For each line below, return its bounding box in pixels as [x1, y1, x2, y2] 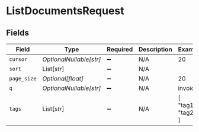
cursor [9, 56, 28, 63]
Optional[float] [42, 75, 84, 82]
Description [138, 46, 173, 53]
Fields [6, 28, 30, 38]
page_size [9, 75, 37, 82]
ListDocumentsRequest [6, 4, 124, 18]
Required [106, 46, 133, 53]
